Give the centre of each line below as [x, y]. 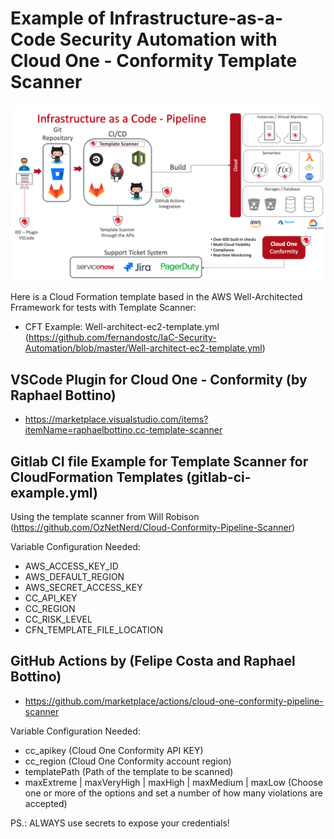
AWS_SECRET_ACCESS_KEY [83, 588]
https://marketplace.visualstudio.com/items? [116, 419]
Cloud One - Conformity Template [154, 61]
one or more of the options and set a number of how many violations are [173, 793]
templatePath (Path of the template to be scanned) [129, 771]
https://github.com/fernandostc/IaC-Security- [122, 338]
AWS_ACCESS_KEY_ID [71, 566]
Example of [58, 18]
